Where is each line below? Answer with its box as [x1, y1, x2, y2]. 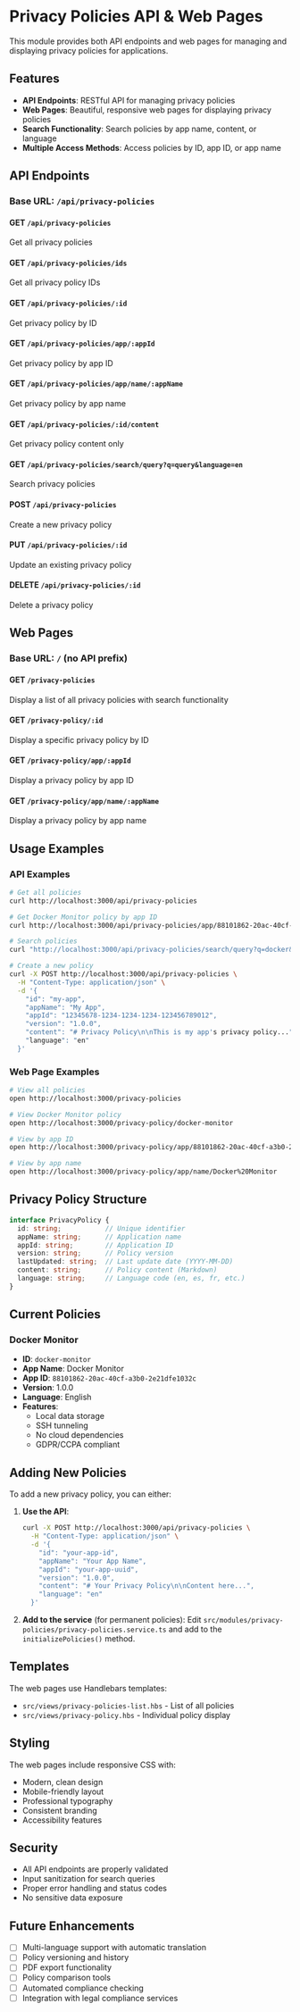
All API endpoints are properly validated [21, 1864, 169, 1874]
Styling [9, 1735, 51, 1751]
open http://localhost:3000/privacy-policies [9, 1094, 181, 1103]
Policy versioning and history [21, 1952, 129, 1963]
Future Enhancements [9, 1918, 136, 1933]
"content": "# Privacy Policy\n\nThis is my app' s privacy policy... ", [25, 1028, 297, 1037]
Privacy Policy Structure [9, 1192, 147, 1207]
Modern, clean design [21, 1776, 104, 1787]
